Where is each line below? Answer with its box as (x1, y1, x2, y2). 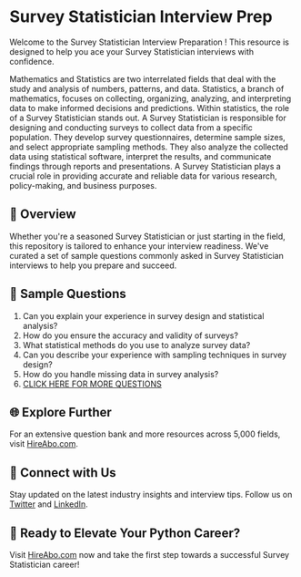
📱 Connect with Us (9, 465, 116, 480)
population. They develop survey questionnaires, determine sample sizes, (9, 131, 286, 142)
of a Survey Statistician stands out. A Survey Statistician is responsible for (9, 112, 286, 123)
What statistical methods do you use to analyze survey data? (22, 339, 251, 350)
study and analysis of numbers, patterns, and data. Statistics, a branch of (9, 83, 285, 94)
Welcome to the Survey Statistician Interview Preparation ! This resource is (9, 36, 289, 47)
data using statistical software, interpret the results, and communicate (9, 150, 272, 161)
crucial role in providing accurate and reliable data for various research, (9, 170, 277, 181)
